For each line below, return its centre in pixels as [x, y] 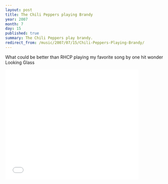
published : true [22, 33]
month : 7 [14, 24]
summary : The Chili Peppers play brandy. [49, 38]
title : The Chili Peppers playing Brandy [49, 15]
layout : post [19, 10]
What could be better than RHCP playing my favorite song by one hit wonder [84, 57]
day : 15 [13, 29]
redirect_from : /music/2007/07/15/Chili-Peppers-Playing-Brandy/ [75, 43]
